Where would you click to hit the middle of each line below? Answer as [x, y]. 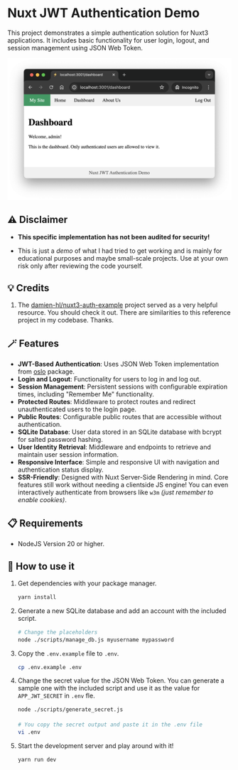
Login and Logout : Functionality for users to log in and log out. [109, 379]
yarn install [37, 597]
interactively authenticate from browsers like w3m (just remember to [115, 492]
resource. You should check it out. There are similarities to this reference [124, 313]
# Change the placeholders [58, 632]
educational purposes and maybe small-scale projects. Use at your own [123, 258]
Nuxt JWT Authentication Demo [104, 13]
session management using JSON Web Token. [75, 48]
